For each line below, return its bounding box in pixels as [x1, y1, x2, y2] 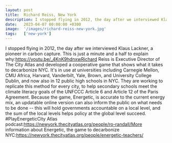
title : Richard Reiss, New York [5, 12, 77, 17]
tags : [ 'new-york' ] [5, 31, 52, 36]
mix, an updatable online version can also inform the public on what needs [5, 100, 162, 105]
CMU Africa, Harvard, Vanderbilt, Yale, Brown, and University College [5, 73, 152, 78]
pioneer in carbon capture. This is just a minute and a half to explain [5, 51, 148, 57]
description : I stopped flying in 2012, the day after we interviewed [5, 17, 159, 22]
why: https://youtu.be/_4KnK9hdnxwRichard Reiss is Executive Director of [5, 56, 160, 62]
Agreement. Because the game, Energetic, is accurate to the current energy [5, 94, 165, 100]
